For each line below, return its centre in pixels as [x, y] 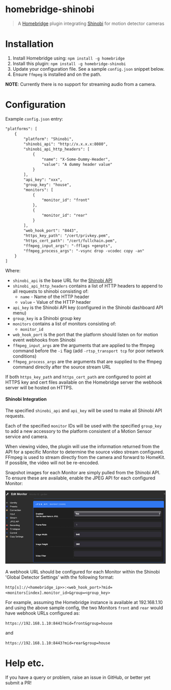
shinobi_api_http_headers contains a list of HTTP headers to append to [88, 285]
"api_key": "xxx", [43, 180]
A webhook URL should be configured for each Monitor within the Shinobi [83, 571]
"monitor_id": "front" [66, 200]
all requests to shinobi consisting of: [51, 291]
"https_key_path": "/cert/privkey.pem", [67, 236]
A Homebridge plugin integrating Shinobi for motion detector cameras [91, 23]
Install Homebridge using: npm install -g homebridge [69, 58]
